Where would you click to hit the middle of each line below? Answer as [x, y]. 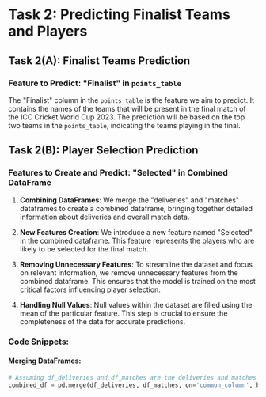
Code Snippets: [39, 342]
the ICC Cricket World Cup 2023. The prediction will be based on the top [127, 117]
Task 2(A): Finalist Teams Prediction [99, 60]
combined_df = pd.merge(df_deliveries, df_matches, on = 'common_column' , [131, 385]
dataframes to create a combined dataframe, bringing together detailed [136, 208]
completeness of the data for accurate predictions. [103, 321]
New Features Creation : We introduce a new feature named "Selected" [136, 232]
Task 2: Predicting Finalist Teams [120, 15]
